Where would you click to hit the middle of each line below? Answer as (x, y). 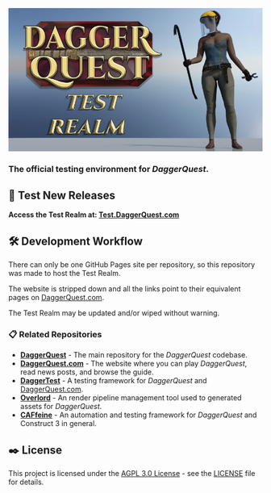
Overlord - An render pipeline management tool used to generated (131, 398)
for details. (26, 482)
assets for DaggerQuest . (61, 407)
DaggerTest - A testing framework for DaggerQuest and (113, 381)
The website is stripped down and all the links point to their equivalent (125, 289)
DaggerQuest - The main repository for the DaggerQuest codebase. (134, 355)
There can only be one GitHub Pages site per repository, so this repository (132, 265)
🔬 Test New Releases (62, 195)
